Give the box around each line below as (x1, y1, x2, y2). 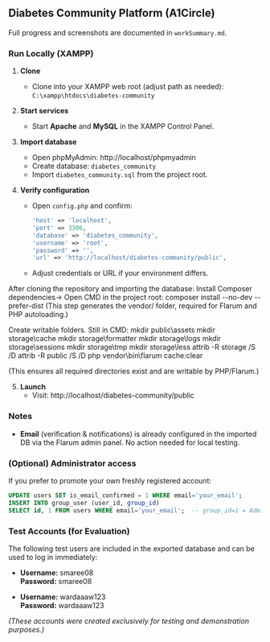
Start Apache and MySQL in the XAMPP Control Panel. (31, 121, 215, 131)
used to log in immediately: (8, 552, 98, 562)
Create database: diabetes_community (31, 161, 157, 171)
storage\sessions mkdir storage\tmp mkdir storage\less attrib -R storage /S (8, 342, 256, 352)
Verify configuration (19, 185, 90, 195)
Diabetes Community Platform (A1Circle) (8, 6, 215, 20)
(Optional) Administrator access (8, 458, 137, 469)
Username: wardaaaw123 (19, 591, 106, 602)
